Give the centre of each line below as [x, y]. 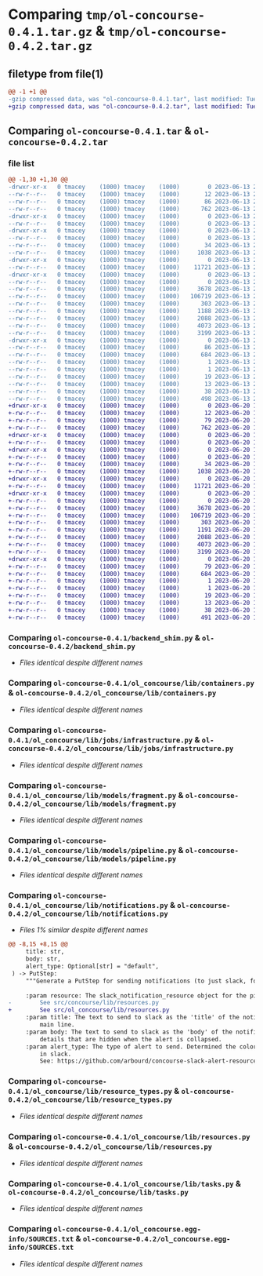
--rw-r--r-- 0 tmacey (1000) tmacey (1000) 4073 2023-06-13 [129, 326]
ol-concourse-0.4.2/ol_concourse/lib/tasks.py [99, 1192]
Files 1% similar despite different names [84, 930]
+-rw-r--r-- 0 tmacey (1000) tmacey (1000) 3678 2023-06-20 [129, 508]
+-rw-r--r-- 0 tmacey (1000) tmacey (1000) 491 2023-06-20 [129, 618]
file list [22, 163]
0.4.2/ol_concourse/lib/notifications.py [88, 914]
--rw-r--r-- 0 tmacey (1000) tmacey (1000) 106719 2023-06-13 [129, 297]
